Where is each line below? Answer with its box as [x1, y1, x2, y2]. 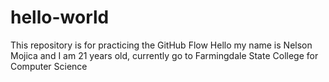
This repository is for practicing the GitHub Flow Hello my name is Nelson [10, 39, 313, 51]
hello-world [10, 6, 110, 29]
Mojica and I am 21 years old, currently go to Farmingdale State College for [10, 49, 319, 61]
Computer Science [10, 60, 88, 72]
